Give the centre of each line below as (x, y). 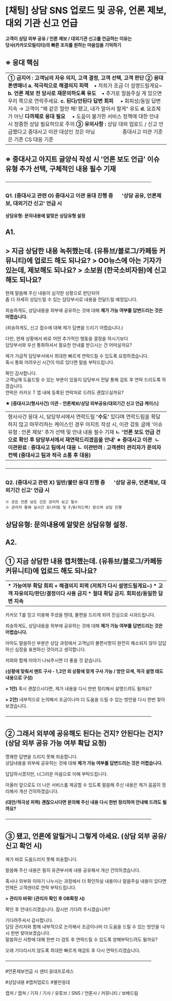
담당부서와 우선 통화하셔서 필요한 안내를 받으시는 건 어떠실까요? (69, 345)
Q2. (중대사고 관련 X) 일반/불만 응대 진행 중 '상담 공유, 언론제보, (83, 482)
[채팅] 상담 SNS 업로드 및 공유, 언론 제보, (86, 11)
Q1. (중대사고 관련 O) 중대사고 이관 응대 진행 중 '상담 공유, (76, 196)
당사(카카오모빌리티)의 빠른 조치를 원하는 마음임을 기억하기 (63, 45)
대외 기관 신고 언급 (41, 23)
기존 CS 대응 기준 (34, 139)
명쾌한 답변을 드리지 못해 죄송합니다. (41, 756)
